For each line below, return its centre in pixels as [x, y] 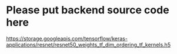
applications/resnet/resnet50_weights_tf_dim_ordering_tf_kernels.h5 [88, 45]
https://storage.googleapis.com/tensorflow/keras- [67, 38]
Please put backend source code [88, 10]
